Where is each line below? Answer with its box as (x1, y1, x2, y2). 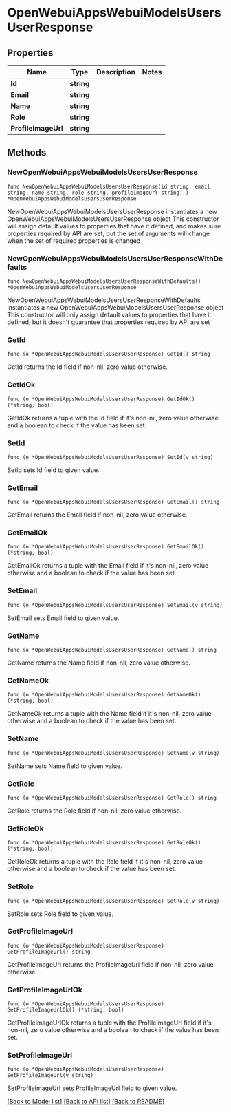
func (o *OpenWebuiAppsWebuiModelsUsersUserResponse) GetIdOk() (7, 396, 195, 403)
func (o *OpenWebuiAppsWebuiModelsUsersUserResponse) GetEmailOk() (7, 544, 205, 550)
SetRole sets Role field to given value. (7, 910, 114, 918)
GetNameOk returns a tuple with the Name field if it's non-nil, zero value (7, 709, 212, 718)
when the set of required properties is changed (7, 236, 141, 245)
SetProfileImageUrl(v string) (7, 1072, 94, 1079)
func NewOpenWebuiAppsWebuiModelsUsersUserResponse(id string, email (7, 183, 211, 190)
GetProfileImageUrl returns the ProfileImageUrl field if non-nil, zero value (7, 960, 214, 968)
